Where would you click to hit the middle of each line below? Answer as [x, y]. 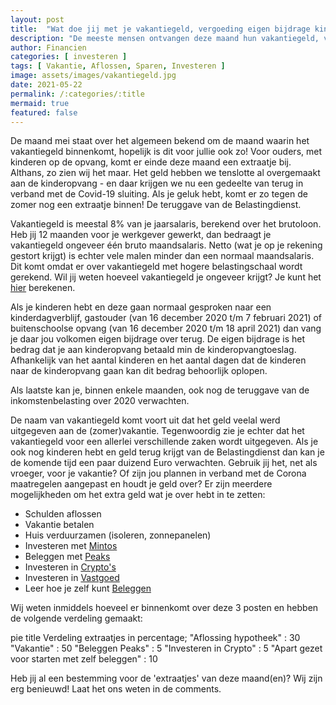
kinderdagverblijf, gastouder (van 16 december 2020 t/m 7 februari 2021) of [166, 318]
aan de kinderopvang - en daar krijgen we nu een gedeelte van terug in [157, 183]
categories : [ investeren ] [69, 57]
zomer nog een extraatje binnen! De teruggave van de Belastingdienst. [156, 205]
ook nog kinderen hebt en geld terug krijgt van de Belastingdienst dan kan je [167, 452]
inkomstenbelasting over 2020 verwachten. [100, 401]
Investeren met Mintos [71, 546]
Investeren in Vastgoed [72, 578]
